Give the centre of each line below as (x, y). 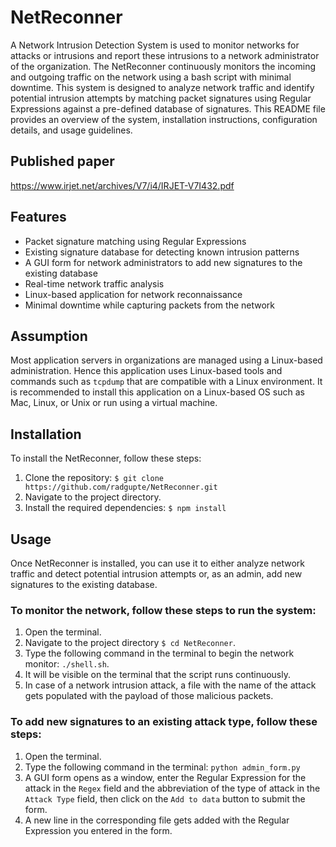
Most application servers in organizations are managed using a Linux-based (166, 360)
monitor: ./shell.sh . (67, 664)
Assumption (49, 336)
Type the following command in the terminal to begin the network (159, 653)
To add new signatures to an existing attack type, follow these (164, 722)
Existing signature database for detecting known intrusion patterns (162, 252)
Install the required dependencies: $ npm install (125, 508)
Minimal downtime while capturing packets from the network (149, 305)
